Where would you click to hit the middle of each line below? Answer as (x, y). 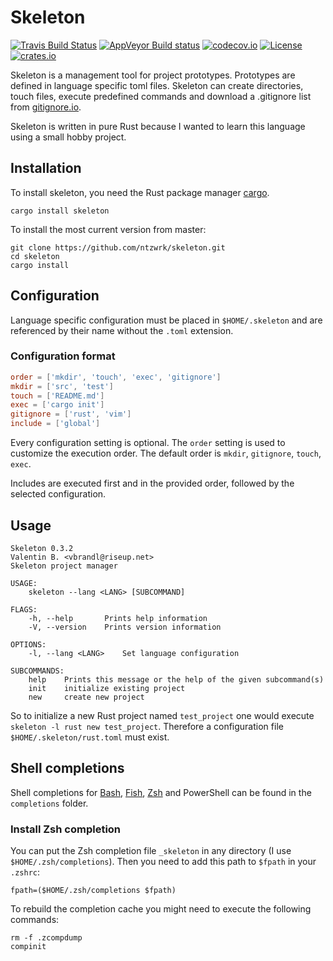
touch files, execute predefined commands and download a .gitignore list (161, 96)
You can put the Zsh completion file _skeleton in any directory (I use (151, 851)
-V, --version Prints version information (125, 627)
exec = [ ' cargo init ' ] (57, 405)
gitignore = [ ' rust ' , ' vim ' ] (71, 414)
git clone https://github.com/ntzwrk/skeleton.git (118, 247)
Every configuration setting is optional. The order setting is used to (148, 443)
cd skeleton (35, 256)
